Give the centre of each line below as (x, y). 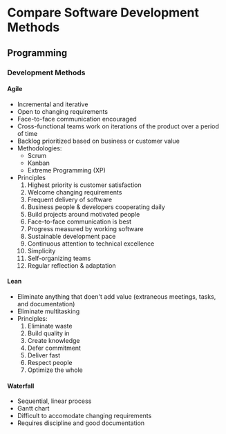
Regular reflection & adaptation (72, 265)
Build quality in (49, 333)
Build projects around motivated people (84, 214)
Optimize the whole (55, 370)
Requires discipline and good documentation (81, 423)
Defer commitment (54, 348)
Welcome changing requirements (75, 192)
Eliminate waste (50, 326)
